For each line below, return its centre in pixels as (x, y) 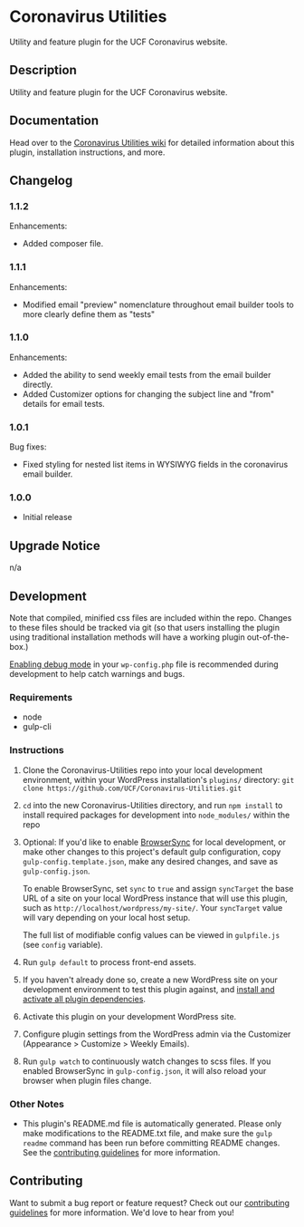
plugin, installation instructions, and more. (87, 152)
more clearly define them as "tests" (89, 314)
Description (43, 70)
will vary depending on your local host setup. (106, 917)
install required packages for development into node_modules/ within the (156, 815)
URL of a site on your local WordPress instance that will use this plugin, (155, 898)
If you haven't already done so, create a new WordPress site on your (150, 980)
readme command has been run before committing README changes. (151, 1143)
